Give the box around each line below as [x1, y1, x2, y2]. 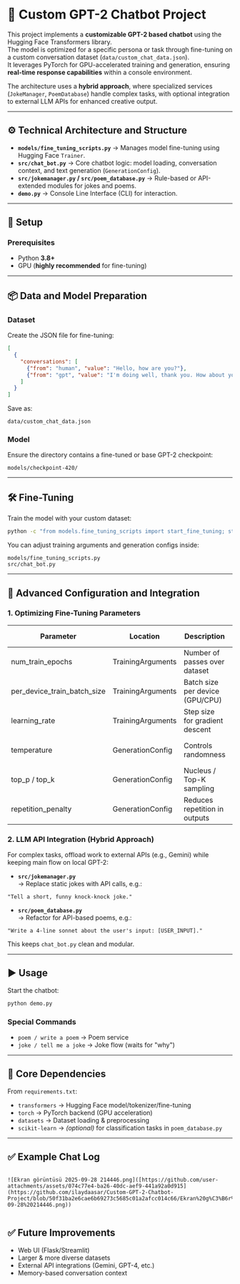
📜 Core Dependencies [7, 1068, 106, 1080]
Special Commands [7, 1017, 76, 1027]
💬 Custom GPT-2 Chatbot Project [7, 6, 206, 23]
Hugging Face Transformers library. [7, 37, 112, 46]
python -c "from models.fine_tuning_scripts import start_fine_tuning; [7, 528, 225, 535]
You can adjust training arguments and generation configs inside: [7, 541, 199, 549]
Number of [183, 648, 220, 658]
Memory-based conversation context [17, 1268, 127, 1277]
